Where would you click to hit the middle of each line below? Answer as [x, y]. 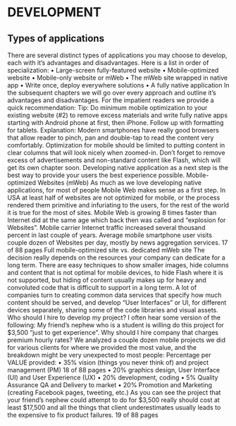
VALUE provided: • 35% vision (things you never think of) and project [108, 363]
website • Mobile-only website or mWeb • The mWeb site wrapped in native [117, 78]
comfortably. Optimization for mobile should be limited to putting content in [116, 145]
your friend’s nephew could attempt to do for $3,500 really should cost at [113, 400]
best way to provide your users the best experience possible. [96, 175]
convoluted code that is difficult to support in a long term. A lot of [102, 287]
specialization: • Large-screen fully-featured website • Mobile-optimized [113, 70]
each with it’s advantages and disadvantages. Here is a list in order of [108, 63]
